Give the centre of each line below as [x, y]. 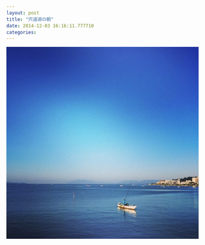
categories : [21, 32]
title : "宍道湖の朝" [30, 19]
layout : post [23, 13]
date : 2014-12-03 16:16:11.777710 [50, 26]
